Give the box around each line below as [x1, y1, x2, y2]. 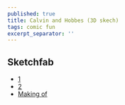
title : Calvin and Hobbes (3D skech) [7, 17, 119, 24]
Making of [17, 89, 48, 99]
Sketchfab [7, 56, 55, 68]
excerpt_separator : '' [7, 30, 75, 37]
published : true [7, 10, 55, 18]
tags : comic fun [7, 23, 55, 30]
